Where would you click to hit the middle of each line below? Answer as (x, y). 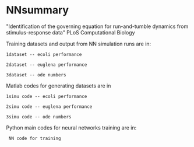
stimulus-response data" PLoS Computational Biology (70, 32)
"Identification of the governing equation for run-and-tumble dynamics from (97, 26)
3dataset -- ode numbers (36, 75)
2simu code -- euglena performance (49, 106)
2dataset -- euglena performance (47, 65)
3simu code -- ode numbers (39, 117)
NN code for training (35, 138)
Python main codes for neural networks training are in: (71, 127)
